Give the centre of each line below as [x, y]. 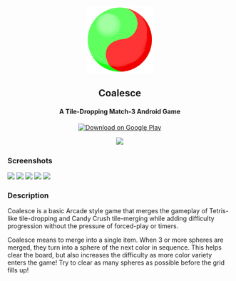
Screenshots [30, 160]
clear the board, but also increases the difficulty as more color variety [110, 255]
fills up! [18, 270]
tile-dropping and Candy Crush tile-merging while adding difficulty [117, 219]
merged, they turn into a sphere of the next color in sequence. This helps [115, 247]
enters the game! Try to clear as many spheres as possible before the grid [116, 262]
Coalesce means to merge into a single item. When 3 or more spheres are [116, 240]
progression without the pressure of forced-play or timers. [93, 226]
